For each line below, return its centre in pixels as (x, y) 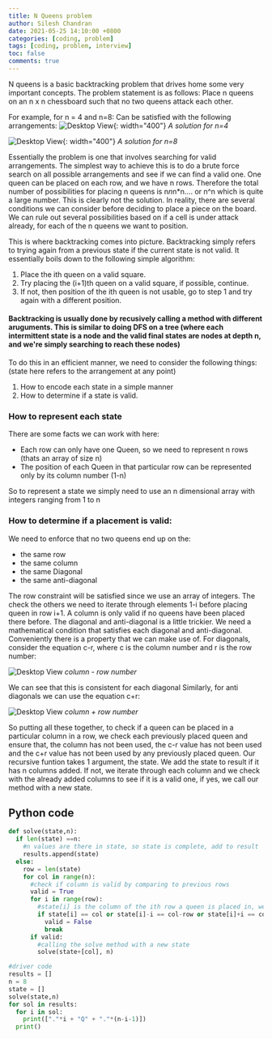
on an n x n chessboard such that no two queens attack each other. (121, 101)
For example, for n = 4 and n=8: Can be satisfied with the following (120, 117)
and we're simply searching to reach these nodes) (94, 344)
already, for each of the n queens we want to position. (98, 226)
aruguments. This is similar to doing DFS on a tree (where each (116, 327)
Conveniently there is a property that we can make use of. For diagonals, (130, 639)
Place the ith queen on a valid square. (83, 274)
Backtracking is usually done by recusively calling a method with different (136, 319)
